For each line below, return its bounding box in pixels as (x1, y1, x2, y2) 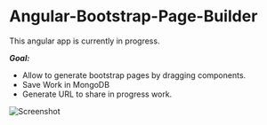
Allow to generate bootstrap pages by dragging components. (21, 69, 247, 81)
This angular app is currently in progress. (9, 35, 160, 46)
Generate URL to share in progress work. (21, 89, 173, 99)
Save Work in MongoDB (21, 79, 109, 90)
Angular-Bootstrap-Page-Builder (9, 6, 258, 27)
